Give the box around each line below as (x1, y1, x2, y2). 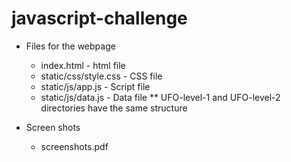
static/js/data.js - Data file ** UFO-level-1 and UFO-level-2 (40, 91, 281, 103)
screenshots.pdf (40, 140, 109, 152)
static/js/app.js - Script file (40, 80, 151, 92)
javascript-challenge (11, 7, 188, 30)
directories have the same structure (40, 102, 188, 114)
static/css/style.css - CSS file (40, 70, 163, 82)
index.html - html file (40, 59, 126, 71)
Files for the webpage (25, 40, 116, 52)
